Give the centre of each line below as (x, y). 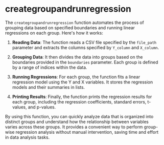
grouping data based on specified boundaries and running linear (70, 27)
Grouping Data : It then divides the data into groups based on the (77, 57)
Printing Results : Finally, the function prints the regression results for (82, 97)
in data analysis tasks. (27, 137)
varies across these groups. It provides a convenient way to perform (74, 127)
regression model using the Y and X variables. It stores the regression (82, 82)
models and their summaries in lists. (48, 87)
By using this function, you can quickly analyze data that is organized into (79, 116)
